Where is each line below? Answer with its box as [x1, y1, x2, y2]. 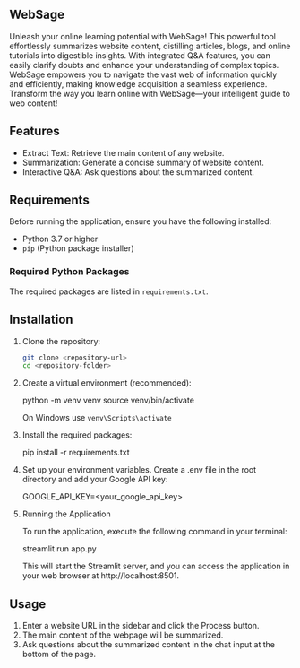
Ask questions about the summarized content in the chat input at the [21, 639, 276, 650]
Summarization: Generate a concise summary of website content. [21, 157, 264, 168]
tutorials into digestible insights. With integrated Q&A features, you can [9, 49, 270, 61]
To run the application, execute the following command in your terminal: [21, 526, 287, 537]
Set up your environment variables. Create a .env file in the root [21, 464, 257, 475]
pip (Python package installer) [21, 243, 134, 254]
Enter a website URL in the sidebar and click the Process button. [21, 620, 260, 631]
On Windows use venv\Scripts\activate [21, 412, 172, 423]
